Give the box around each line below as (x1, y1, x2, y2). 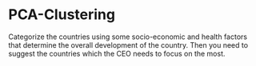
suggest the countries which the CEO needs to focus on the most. (8, 49, 226, 58)
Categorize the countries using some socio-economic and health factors (8, 32, 248, 41)
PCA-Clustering (8, 6, 116, 24)
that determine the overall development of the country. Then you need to (8, 40, 249, 49)
